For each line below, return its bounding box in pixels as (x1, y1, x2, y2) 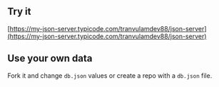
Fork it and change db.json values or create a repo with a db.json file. (7, 71, 213, 80)
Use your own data (7, 52, 93, 64)
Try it (7, 6, 31, 18)
